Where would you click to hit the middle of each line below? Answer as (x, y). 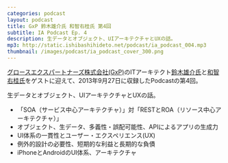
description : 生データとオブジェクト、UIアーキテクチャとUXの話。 (92, 39)
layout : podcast (30, 20)
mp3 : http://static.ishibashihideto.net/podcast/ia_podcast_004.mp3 (107, 45)
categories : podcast (37, 13)
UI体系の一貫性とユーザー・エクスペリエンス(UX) (86, 135)
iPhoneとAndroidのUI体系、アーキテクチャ (77, 152)
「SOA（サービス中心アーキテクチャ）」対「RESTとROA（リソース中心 (116, 110)
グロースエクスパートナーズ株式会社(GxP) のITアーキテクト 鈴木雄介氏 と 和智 (113, 72)
